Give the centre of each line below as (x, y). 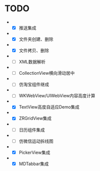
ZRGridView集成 (35, 118)
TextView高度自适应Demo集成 (49, 107)
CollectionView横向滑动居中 (47, 73)
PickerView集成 (35, 152)
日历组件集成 (32, 129)
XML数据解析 (32, 62)
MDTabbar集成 (34, 164)
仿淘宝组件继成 (34, 85)
